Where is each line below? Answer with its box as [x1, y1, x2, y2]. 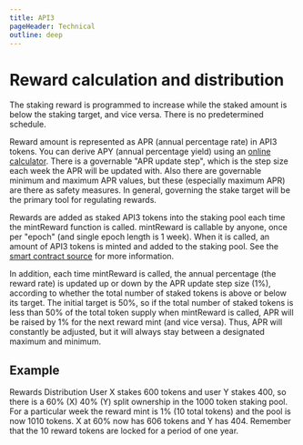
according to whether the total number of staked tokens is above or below [9, 288, 288, 298]
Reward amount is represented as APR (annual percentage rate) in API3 [9, 137, 278, 147]
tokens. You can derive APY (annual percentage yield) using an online [9, 147, 271, 157]
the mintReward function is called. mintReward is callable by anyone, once [9, 222, 288, 233]
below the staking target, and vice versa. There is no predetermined [9, 109, 264, 120]
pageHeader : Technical [9, 22, 96, 31]
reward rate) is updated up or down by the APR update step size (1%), [9, 278, 271, 289]
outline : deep [9, 30, 64, 39]
